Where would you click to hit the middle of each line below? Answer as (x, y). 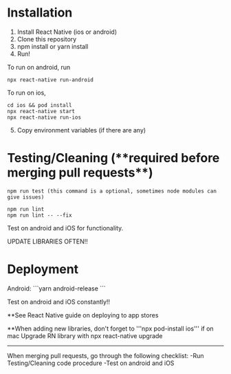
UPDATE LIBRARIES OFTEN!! (47, 241)
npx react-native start (41, 111)
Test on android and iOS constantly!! (59, 302)
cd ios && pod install (40, 105)
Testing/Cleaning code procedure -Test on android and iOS (91, 363)
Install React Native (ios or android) (67, 32)
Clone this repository (47, 39)
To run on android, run (39, 67)
